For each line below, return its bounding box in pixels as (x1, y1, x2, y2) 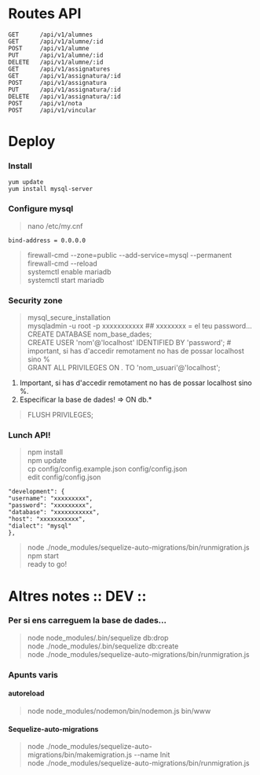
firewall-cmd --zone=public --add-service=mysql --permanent (27, 250, 233, 259)
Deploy (8, 133, 56, 150)
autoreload (8, 689, 45, 698)
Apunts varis (8, 669, 59, 680)
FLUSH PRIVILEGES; (27, 410, 94, 420)
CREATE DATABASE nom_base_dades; (27, 329, 152, 339)
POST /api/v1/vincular (8, 106, 97, 114)
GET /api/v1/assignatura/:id (8, 72, 122, 79)
